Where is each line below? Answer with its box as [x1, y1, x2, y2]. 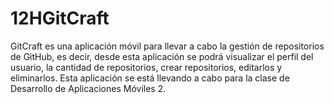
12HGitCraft [10, 7, 110, 30]
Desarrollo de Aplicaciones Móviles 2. [10, 82, 167, 94]
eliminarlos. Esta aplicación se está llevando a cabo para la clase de [10, 72, 290, 84]
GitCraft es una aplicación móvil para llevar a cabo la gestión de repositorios [10, 40, 325, 52]
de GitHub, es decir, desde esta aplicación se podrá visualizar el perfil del [10, 50, 314, 62]
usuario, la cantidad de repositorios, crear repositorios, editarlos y [10, 61, 283, 73]
